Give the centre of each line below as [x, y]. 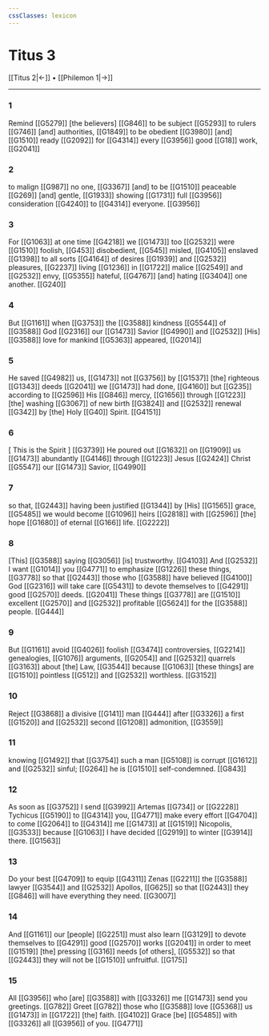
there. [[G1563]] [35, 841]
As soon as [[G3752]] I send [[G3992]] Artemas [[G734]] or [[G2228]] [124, 807]
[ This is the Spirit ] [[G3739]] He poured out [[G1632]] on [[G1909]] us [125, 450]
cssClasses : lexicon [43, 16]
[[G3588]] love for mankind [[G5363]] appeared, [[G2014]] [105, 339]
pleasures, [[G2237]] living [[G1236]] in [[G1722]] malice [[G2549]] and [126, 267]
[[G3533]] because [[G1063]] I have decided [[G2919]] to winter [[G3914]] [130, 833]
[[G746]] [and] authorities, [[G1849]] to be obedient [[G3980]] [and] [120, 131]
